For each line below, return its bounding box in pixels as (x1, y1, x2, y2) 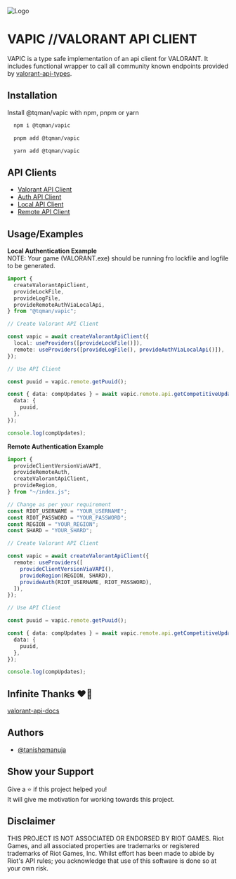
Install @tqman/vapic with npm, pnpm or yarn (7, 108, 139, 117)
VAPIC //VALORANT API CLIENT (7, 32, 198, 47)
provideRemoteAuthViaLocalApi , (13, 301, 105, 308)
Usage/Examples (7, 228, 84, 240)
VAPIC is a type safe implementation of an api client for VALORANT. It (7, 54, 209, 62)
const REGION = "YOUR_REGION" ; (7, 520, 99, 528)
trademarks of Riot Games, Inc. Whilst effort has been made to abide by (7, 849, 215, 857)
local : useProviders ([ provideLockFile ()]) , (13, 340, 143, 347)
